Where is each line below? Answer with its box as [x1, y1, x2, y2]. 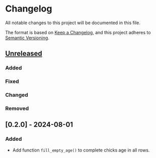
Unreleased [5, 49, 43, 58]
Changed [5, 92, 29, 99]
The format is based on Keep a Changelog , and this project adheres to [5, 29, 151, 35]
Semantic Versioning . [5, 35, 49, 41]
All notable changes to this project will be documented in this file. [5, 20, 141, 26]
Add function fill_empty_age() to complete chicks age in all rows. [12, 147, 150, 153]
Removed [5, 105, 29, 112]
